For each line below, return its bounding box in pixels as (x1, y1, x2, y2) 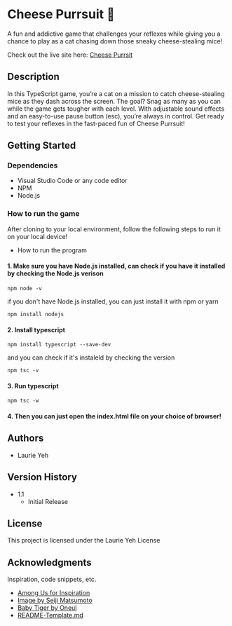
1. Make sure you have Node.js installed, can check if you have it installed (7, 262, 226, 271)
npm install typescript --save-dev (7, 341, 111, 348)
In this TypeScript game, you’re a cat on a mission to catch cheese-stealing (7, 89, 225, 97)
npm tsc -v (7, 367, 39, 374)
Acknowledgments (7, 557, 93, 569)
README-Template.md (17, 611, 84, 620)
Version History (7, 471, 77, 483)
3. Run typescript (7, 381, 59, 390)
